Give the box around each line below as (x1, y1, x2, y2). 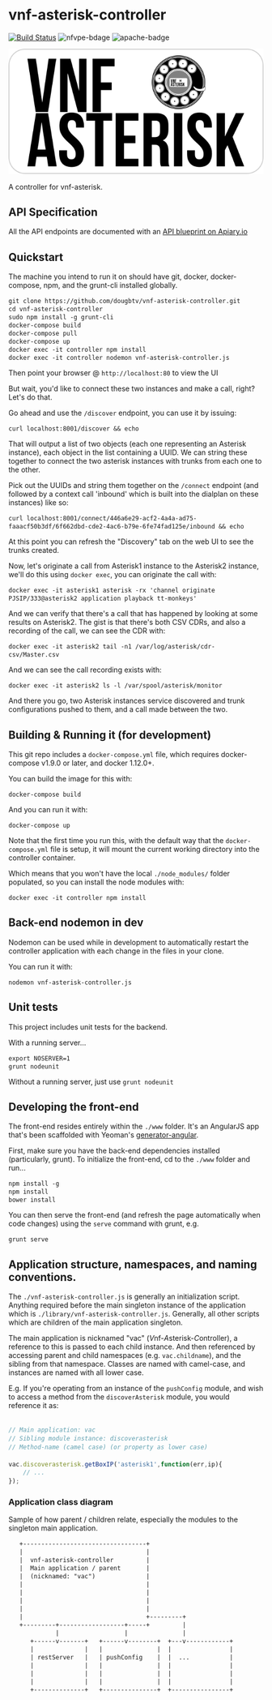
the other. (8, 465, 40, 475)
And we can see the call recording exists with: (8, 665, 162, 674)
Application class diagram (8, 1497, 113, 1508)
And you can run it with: (8, 804, 88, 814)
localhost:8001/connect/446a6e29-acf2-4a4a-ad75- (26, 515, 198, 523)
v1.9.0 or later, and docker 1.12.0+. (41, 758, 155, 768)
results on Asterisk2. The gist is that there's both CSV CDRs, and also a (8, 618, 246, 627)
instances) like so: (8, 498, 69, 507)
